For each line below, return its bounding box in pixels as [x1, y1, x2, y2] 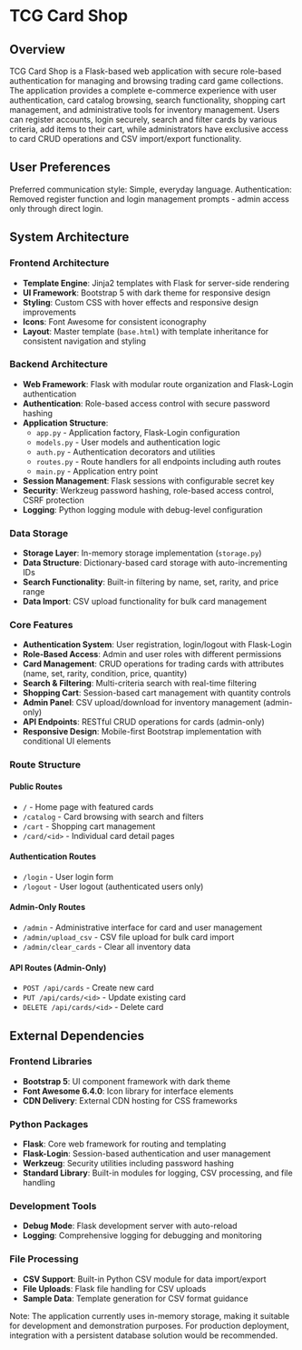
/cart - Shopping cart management [22, 820, 156, 832]
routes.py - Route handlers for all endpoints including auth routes [35, 455, 281, 466]
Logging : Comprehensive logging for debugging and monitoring [22, 1230, 263, 1241]
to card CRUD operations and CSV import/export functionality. [9, 134, 242, 144]
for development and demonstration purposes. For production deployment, [9, 1320, 290, 1331]
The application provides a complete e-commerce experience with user [9, 85, 278, 95]
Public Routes [9, 781, 63, 792]
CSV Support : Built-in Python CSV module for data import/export [22, 1274, 267, 1285]
